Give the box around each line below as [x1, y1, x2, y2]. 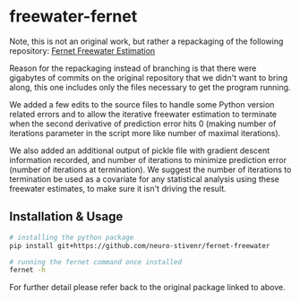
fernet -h [9, 266, 47, 275]
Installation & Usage [9, 209, 124, 225]
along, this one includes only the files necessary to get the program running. [9, 82, 291, 92]
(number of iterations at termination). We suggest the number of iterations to [9, 164, 292, 175]
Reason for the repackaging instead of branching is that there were [9, 63, 257, 73]
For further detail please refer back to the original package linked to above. [9, 282, 286, 293]
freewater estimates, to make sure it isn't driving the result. [9, 183, 227, 193]
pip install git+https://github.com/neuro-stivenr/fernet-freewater [9, 241, 270, 250]
